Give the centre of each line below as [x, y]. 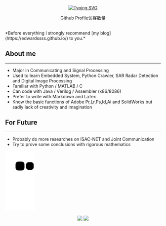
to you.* [77, 38]
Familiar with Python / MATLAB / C [47, 86]
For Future [21, 123]
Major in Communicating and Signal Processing [61, 70]
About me [21, 54]
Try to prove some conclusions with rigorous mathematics [71, 144]
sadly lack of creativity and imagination [52, 107]
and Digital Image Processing [42, 80]
